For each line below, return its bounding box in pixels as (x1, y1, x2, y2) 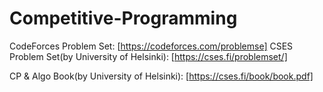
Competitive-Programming (9, 7, 238, 30)
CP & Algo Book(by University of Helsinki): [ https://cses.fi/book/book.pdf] (9, 70, 314, 82)
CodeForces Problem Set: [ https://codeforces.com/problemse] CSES (9, 40, 294, 52)
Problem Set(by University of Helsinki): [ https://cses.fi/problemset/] (9, 50, 288, 62)
